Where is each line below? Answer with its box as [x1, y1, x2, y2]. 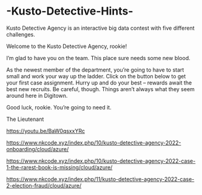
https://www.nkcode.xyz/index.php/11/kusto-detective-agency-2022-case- [6, 175, 195, 183]
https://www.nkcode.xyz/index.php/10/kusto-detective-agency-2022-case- [6, 157, 196, 165]
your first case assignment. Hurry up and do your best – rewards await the [6, 79, 192, 86]
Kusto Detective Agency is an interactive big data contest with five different [6, 24, 195, 32]
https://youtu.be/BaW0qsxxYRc [6, 127, 85, 134]
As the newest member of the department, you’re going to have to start [6, 66, 184, 74]
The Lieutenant [6, 115, 44, 123]
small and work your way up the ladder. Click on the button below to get [6, 72, 186, 80]
